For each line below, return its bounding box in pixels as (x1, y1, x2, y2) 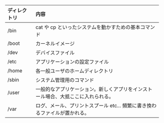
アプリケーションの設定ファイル (36, 58, 109, 65)
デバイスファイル (36, 50, 75, 56)
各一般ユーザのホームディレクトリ (36, 68, 114, 74)
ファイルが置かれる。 (41, 109, 90, 116)
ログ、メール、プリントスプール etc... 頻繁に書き (36, 102, 147, 109)
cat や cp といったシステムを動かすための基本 (36, 24, 141, 31)
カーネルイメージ (36, 40, 75, 47)
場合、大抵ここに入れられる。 (45, 93, 114, 100)
